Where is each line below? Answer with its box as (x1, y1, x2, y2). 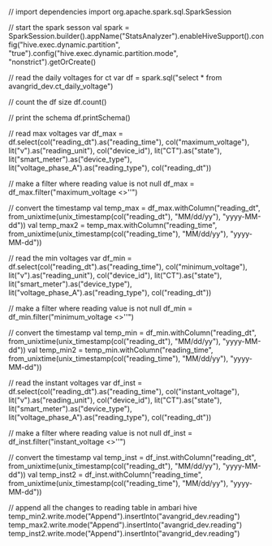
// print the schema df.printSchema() (8, 113, 132, 123)
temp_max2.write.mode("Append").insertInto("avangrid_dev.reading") (8, 520, 243, 530)
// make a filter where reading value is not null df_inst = (8, 428, 193, 437)
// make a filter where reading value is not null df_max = (8, 178, 195, 188)
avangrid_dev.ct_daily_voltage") (8, 81, 114, 91)
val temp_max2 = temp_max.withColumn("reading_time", (27, 221, 218, 230)
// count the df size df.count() (8, 97, 107, 106)
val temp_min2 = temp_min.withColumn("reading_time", (27, 345, 214, 355)
